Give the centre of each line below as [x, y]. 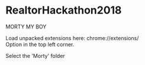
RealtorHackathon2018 [64, 10]
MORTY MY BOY [26, 27]
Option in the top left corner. [40, 44]
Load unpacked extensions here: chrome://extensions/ [72, 38]
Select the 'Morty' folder [36, 56]
